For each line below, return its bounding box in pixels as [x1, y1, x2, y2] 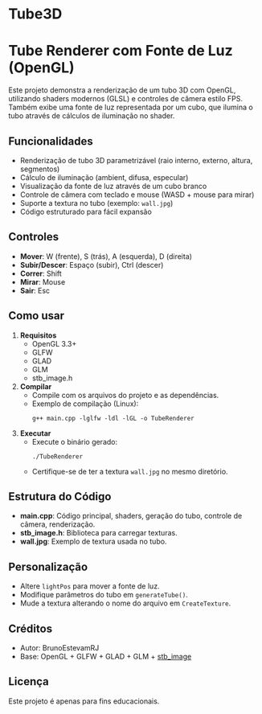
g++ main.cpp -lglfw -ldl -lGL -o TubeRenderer [31, 414, 194, 422]
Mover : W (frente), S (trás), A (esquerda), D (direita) [19, 251, 193, 261]
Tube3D [8, 5, 63, 23]
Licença [8, 675, 50, 688]
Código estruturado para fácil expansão [19, 207, 153, 216]
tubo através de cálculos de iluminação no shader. [8, 111, 175, 121]
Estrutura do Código [8, 490, 112, 503]
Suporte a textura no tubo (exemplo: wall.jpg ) [19, 198, 174, 207]
